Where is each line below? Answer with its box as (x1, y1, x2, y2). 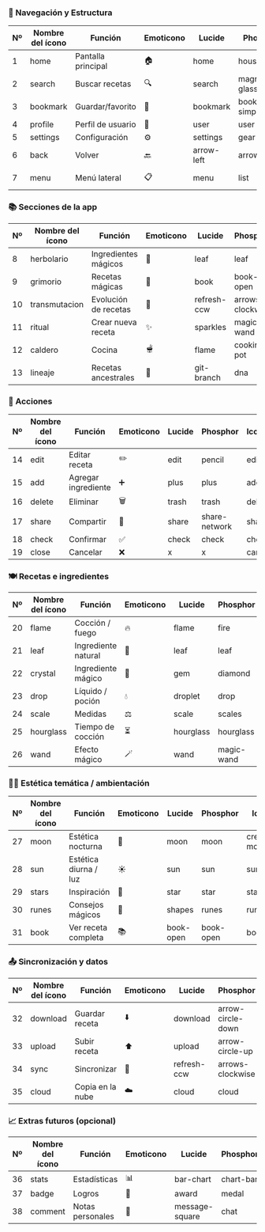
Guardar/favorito (74, 101, 136, 112)
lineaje (30, 367, 55, 378)
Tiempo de (74, 722, 114, 733)
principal (74, 61, 108, 72)
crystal (30, 668, 56, 679)
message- (174, 1201, 214, 1212)
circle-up (218, 1045, 254, 1056)
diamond (218, 668, 251, 679)
